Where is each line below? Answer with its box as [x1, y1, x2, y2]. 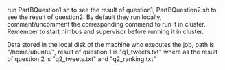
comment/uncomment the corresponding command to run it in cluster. [7, 20, 206, 28]
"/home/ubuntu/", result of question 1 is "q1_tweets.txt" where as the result [7, 48, 218, 56]
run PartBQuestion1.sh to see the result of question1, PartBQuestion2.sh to [7, 6, 217, 14]
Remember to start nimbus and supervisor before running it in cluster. [7, 27, 204, 35]
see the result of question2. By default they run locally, [7, 13, 162, 21]
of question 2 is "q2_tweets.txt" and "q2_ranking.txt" [7, 55, 156, 63]
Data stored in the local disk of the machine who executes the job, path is [7, 41, 215, 48]
